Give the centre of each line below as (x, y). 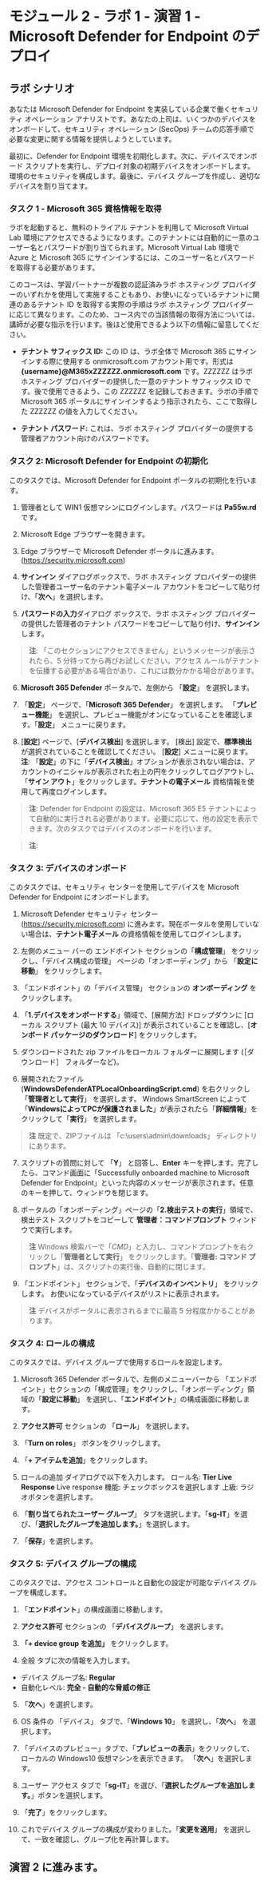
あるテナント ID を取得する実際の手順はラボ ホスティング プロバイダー (138, 305)
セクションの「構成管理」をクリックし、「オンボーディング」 (148, 1389)
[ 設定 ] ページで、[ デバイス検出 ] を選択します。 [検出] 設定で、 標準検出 (136, 741)
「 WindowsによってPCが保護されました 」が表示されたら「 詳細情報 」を (139, 1109)
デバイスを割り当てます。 (51, 186)
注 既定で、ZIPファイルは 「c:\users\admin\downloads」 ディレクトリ (143, 1135)
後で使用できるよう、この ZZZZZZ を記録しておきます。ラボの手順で (146, 392)
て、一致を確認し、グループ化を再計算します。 (97, 1839)
